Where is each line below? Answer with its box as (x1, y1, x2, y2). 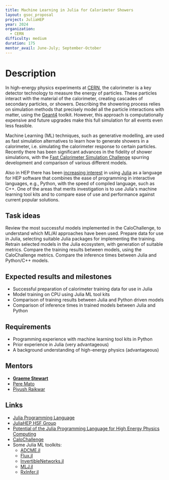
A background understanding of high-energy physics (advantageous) (12, 347, 159, 353)
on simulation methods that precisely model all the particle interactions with (5, 106, 164, 112)
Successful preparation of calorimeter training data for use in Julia (12, 286, 153, 292)
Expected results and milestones (5, 272, 112, 281)
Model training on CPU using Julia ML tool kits (12, 291, 110, 298)
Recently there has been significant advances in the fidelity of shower (5, 149, 152, 155)
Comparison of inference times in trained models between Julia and (12, 302, 156, 308)
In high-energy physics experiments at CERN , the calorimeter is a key (5, 84, 152, 90)
